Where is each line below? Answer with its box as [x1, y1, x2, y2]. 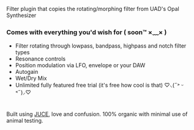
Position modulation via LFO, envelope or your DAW [15, 62, 146, 69]
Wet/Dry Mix [15, 74, 47, 82]
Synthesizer [6, 12, 37, 19]
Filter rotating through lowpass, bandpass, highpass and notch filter [15, 42, 187, 49]
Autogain [15, 68, 39, 76]
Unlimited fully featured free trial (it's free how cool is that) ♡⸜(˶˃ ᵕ [15, 82, 184, 89]
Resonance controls [15, 55, 66, 63]
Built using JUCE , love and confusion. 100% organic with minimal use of [6, 110, 188, 118]
